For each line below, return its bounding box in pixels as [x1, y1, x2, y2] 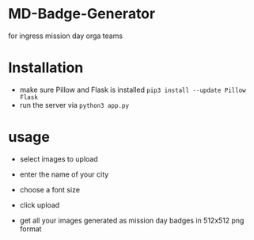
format [19, 223, 42, 234]
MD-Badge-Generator [8, 5, 156, 23]
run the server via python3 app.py [19, 100, 129, 109]
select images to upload [19, 154, 98, 163]
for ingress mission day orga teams [8, 31, 123, 40]
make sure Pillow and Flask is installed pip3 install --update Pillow [19, 85, 247, 94]
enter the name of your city [19, 170, 109, 179]
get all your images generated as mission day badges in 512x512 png [19, 215, 245, 225]
